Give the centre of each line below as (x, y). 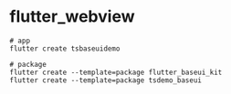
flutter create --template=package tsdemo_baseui (106, 80)
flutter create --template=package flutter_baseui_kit (116, 72)
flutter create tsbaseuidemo (65, 48)
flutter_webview (72, 17)
